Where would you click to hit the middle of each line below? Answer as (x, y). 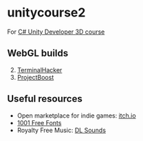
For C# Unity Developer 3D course (56, 32)
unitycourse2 (46, 13)
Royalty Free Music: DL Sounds (62, 130)
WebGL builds (38, 53)
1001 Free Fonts (39, 122)
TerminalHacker (40, 69)
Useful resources (45, 99)
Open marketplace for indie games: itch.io (76, 116)
